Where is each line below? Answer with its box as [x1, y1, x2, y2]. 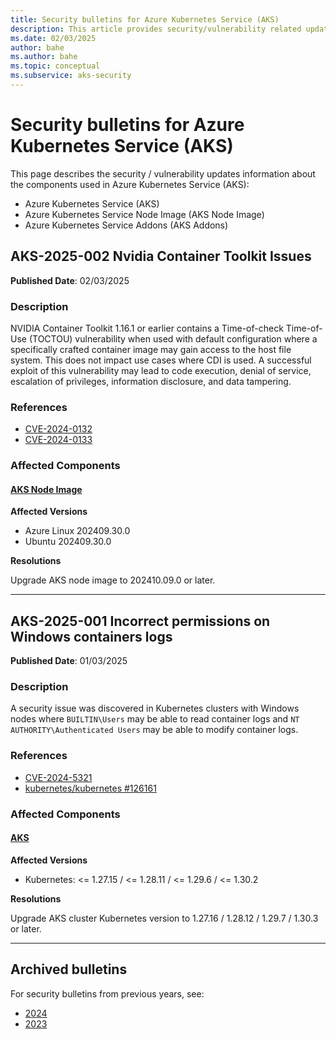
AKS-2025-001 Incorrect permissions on [10, 612, 271, 630]
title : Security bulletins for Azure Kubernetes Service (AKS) [10, 14, 280, 25]
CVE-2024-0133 [24, 434, 93, 446]
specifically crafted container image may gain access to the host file [10, 343, 292, 355]
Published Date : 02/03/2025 [10, 274, 130, 286]
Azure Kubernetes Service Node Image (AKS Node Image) [24, 208, 265, 220]
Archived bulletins [10, 961, 128, 978]
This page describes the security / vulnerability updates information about [10, 167, 316, 180]
